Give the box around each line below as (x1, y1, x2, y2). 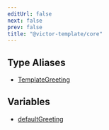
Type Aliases (7, 56, 66, 68)
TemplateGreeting (17, 75, 71, 84)
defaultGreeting (17, 114, 64, 123)
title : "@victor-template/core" (7, 30, 103, 38)
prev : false (7, 23, 42, 31)
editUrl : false (7, 10, 52, 18)
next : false (7, 17, 42, 24)
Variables (7, 96, 51, 108)
